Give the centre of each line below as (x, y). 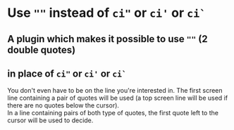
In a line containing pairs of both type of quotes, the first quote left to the (113, 113)
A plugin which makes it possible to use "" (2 (107, 39)
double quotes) (42, 50)
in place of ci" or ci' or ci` (67, 73)
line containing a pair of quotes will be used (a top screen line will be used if (117, 98)
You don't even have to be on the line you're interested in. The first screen (115, 91)
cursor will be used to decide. (50, 120)
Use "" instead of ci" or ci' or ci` (107, 13)
